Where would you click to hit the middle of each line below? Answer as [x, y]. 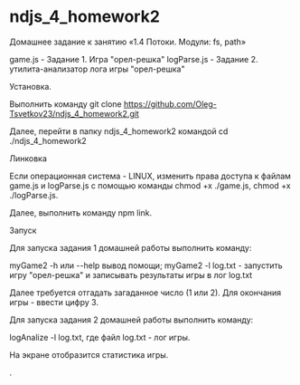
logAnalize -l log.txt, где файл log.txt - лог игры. [100, 337]
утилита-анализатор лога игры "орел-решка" [97, 69]
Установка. [31, 86]
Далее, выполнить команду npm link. [81, 212]
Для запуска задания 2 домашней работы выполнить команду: [131, 320]
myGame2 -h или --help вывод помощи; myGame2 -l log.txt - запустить [146, 265]
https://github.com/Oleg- [170, 104]
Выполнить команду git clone [66, 104]
